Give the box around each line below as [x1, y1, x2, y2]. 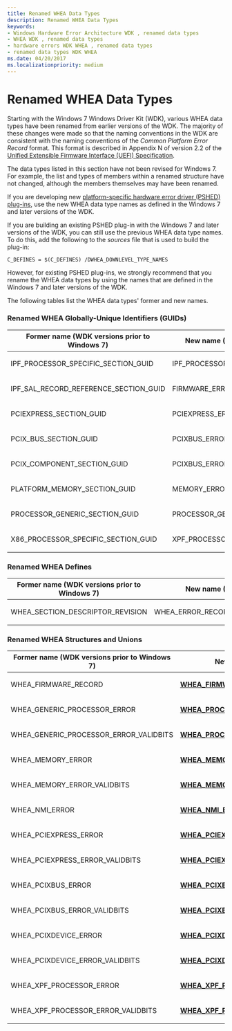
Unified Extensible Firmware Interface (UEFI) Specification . [7, 151, 175, 159]
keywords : [7, 23, 36, 30]
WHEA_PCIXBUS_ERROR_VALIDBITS [10, 906, 129, 915]
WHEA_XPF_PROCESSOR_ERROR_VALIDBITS [10, 1006, 157, 1016]
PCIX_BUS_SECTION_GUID [10, 434, 98, 444]
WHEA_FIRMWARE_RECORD [10, 679, 104, 689]
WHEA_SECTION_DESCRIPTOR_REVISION [10, 607, 148, 617]
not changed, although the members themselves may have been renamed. [7, 179, 219, 188]
